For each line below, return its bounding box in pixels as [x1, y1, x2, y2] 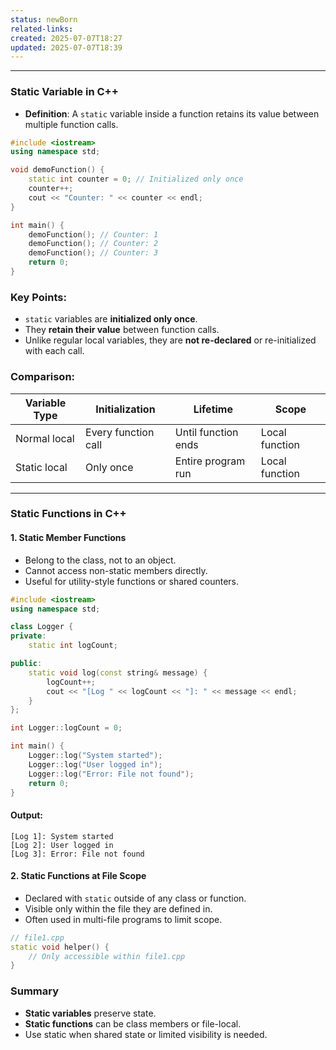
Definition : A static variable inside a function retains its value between [24, 107, 320, 120]
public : [10, 659, 43, 669]
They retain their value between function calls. [24, 324, 220, 336]
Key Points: [10, 290, 67, 304]
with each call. [24, 345, 85, 357]
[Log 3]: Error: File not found [10, 849, 145, 859]
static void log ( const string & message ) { [28, 667, 208, 678]
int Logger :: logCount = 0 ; [10, 723, 123, 733]
